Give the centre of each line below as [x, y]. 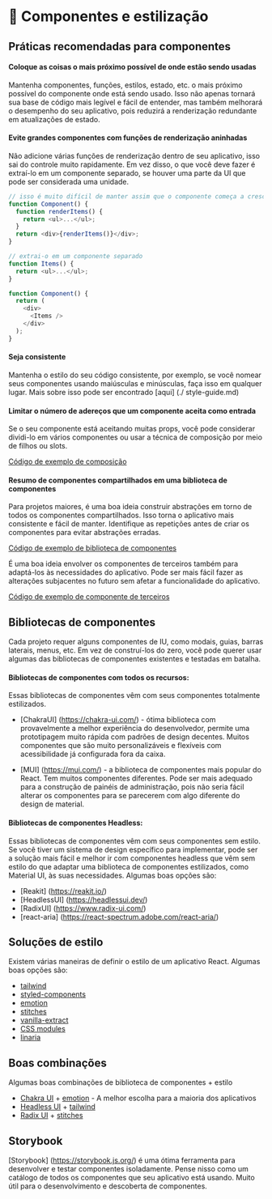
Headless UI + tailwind [57, 1107]
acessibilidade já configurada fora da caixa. [93, 754]
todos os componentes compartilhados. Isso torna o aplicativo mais [121, 515]
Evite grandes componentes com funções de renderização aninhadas [128, 138]
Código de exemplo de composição [68, 461]
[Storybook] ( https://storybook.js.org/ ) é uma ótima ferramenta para [122, 1160]
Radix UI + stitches [51, 1116]
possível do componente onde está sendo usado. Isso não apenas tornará [132, 93]
